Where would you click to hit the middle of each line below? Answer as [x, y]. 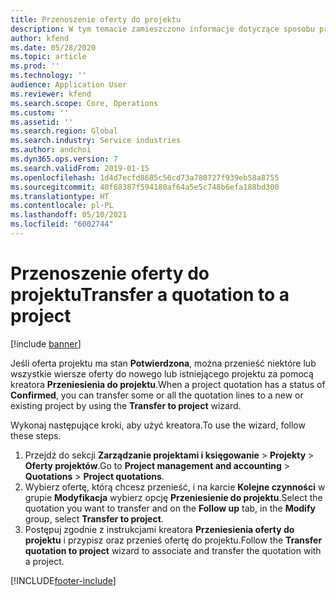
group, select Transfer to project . [94, 518]
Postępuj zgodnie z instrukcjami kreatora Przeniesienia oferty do [159, 529]
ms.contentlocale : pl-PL [62, 206]
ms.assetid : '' [42, 122]
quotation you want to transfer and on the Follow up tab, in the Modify [170, 508]
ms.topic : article [48, 57]
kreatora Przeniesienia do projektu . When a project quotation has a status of [168, 384]
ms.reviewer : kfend [51, 94]
